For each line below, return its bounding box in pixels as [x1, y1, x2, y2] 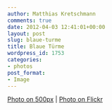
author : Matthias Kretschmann [7, 10, 97, 18]
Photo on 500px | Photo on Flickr [7, 95, 104, 104]
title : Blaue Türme [7, 43, 65, 50]
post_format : [7, 69, 46, 76]
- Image [7, 75, 30, 83]
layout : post [7, 30, 46, 37]
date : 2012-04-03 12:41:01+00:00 [7, 23, 106, 30]
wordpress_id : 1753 [7, 50, 65, 57]
